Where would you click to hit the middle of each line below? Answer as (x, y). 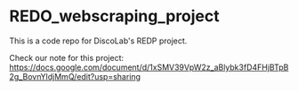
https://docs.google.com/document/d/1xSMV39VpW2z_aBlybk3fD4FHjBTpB (149, 67)
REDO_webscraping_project (114, 16)
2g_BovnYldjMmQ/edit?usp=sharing (75, 76)
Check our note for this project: (67, 57)
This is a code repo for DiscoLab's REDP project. (98, 41)
